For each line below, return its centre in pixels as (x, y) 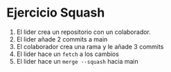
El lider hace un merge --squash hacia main (78, 61)
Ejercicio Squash (56, 13)
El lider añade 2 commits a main (62, 39)
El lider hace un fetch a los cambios (67, 54)
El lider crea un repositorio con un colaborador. (84, 32)
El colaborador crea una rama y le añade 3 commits (90, 46)
